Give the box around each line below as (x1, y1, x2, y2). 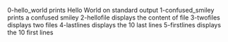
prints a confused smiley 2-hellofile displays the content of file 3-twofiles (7, 13, 220, 22)
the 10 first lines (7, 28, 54, 36)
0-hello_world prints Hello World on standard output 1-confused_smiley (7, 6, 215, 14)
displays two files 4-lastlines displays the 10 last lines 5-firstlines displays (7, 21, 221, 29)
